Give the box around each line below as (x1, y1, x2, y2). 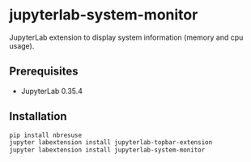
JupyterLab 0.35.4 (20, 86, 83, 96)
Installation (9, 109, 67, 123)
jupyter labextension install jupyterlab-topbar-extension (9, 139, 213, 147)
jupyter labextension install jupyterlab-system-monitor (9, 146, 206, 155)
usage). (9, 40, 35, 50)
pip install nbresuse (9, 131, 83, 139)
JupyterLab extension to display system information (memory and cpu (9, 32, 244, 42)
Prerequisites (9, 65, 79, 79)
